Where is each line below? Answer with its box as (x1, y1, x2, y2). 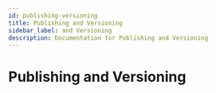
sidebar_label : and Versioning (8, 26, 112, 34)
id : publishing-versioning (8, 11, 98, 20)
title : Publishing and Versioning (8, 19, 124, 27)
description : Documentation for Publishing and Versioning (8, 33, 209, 42)
